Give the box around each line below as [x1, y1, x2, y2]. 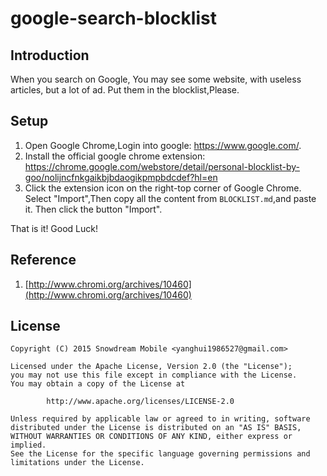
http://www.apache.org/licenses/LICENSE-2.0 [46, 397, 235, 407]
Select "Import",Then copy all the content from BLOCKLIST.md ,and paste [24, 192, 317, 204]
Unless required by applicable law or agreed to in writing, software [10, 414, 311, 424]
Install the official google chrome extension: [24, 150, 206, 162]
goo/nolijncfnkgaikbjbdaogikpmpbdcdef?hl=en [24, 171, 218, 183]
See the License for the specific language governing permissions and [10, 449, 311, 459]
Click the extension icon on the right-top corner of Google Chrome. [24, 182, 302, 194]
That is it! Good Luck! [10, 222, 98, 234]
